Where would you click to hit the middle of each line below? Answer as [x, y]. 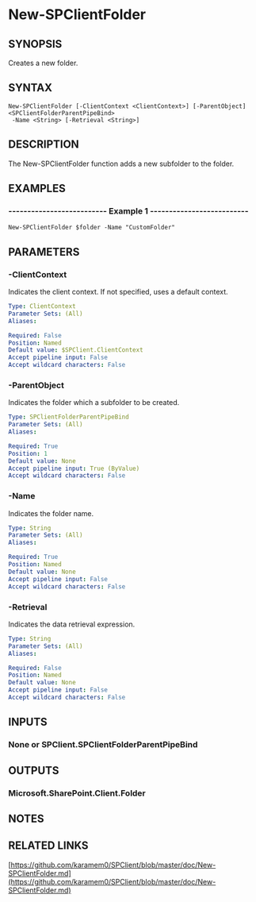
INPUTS [28, 722]
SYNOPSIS [35, 44]
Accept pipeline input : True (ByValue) [74, 468]
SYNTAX [31, 88]
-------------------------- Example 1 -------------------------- [128, 210]
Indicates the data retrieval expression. [72, 624]
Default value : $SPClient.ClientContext [76, 350]
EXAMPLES [37, 189]
